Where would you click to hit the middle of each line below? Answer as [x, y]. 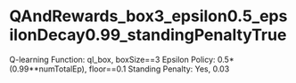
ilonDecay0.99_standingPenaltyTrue [148, 35]
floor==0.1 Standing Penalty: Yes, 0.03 [159, 69]
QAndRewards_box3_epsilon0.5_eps [148, 16]
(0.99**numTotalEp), [48, 69]
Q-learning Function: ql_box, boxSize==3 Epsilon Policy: [112, 59]
